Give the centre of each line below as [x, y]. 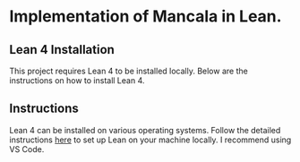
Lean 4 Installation [62, 50]
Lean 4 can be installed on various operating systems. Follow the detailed [145, 130]
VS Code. [27, 149]
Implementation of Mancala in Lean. [146, 17]
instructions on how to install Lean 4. [77, 81]
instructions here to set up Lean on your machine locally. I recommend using [150, 140]
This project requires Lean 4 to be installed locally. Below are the [129, 71]
